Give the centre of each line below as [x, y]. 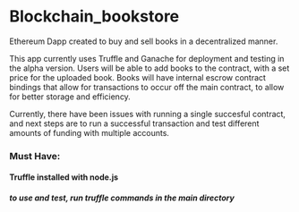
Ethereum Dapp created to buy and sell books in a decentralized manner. [144, 41]
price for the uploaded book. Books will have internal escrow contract [138, 77]
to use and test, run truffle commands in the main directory [122, 198]
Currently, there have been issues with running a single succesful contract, [148, 114]
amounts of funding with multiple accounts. [90, 132]
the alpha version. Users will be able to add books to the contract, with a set [149, 68]
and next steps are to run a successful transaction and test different [134, 123]
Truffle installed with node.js [64, 177]
